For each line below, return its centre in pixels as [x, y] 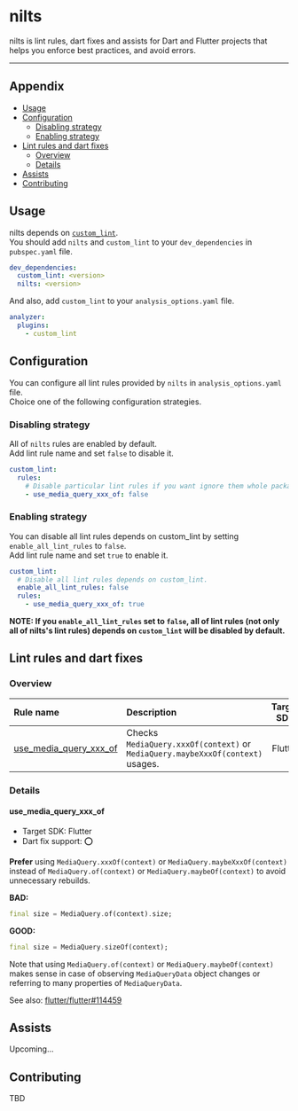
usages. [143, 763]
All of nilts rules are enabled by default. [83, 443]
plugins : [33, 325]
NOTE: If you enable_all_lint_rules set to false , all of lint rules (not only [144, 622]
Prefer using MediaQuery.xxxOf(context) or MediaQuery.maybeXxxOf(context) [149, 861]
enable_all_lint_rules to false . [68, 545]
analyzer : [27, 317]
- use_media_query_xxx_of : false [87, 494]
